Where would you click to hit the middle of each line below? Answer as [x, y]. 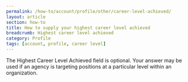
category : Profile [28, 38]
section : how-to [26, 22]
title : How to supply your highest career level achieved [78, 28]
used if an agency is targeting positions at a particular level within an [89, 66]
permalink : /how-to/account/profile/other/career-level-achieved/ [89, 11]
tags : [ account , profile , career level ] [56, 44]
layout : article [26, 17]
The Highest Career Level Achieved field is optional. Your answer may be [94, 60]
